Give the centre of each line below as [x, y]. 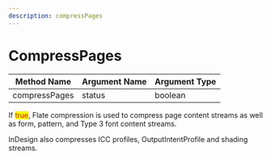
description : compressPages [56, 16]
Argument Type [186, 82]
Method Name [43, 82]
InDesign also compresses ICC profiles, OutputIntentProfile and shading [128, 139]
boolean [170, 95]
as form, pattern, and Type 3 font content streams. [93, 123]
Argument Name [114, 82]
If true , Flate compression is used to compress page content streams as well [135, 115]
